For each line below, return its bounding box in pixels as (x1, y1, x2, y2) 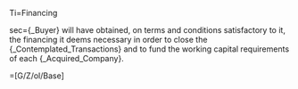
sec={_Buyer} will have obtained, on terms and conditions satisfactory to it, (9, 25, 286, 35)
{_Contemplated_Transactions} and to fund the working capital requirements (9, 44, 290, 54)
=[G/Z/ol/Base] (9, 70, 65, 81)
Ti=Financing (9, 8, 58, 18)
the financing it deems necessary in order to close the (9, 35, 208, 44)
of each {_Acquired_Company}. (9, 53, 125, 63)
